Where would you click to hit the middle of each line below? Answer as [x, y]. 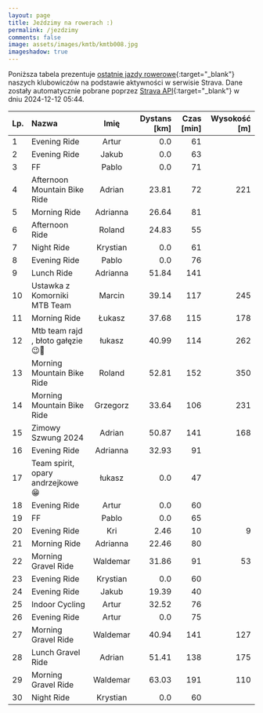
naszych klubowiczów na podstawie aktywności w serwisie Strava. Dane [125, 82]
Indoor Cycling [58, 604]
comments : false [34, 37]
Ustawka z [50, 286]
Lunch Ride [52, 273]
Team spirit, [52, 463]
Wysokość [231, 118]
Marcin [112, 295]
